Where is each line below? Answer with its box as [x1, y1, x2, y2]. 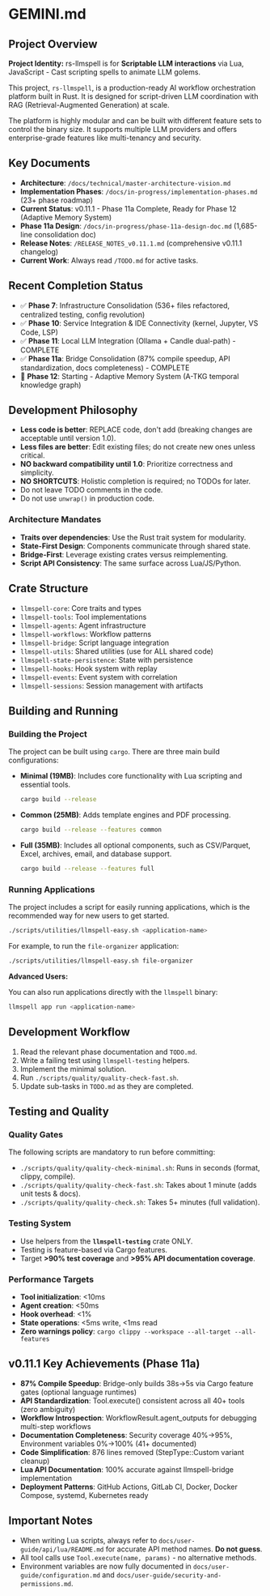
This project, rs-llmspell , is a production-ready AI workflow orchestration [8, 83, 256, 92]
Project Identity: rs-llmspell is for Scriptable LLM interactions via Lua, [8, 58, 244, 68]
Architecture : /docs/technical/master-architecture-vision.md [19, 177, 231, 187]
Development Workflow [8, 1026, 131, 1039]
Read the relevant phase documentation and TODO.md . [19, 1047, 198, 1056]
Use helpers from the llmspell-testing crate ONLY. [19, 1236, 193, 1246]
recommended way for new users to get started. [8, 911, 170, 920]
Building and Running [8, 704, 119, 718]
